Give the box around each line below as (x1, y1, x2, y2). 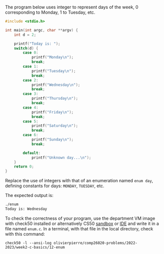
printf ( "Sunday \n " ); (31, 137, 74, 142)
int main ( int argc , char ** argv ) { (5, 28, 78, 32)
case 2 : (23, 78, 38, 83)
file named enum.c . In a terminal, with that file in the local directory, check (5, 226, 154, 231)
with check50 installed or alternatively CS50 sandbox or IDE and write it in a (5, 221, 159, 226)
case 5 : (23, 119, 38, 124)
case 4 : (23, 105, 38, 110)
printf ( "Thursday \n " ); (31, 96, 78, 101)
